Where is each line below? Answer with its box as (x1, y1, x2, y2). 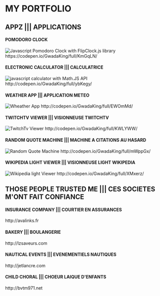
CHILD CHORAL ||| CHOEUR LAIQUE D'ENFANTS (5, 274, 107, 280)
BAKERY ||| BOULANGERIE (5, 229, 61, 235)
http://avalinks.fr (5, 217, 39, 224)
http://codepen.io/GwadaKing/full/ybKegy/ (5, 81, 92, 87)
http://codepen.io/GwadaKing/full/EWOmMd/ (41, 103, 133, 109)
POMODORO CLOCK (5, 37, 48, 43)
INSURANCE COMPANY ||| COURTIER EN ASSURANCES (5, 206, 122, 212)
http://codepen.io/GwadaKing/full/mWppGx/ (60, 148, 151, 154)
